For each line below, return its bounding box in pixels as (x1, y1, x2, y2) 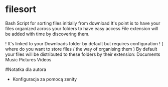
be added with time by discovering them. (5, 31, 90, 37)
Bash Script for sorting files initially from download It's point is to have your (5, 20, 160, 26)
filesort (5, 4, 37, 15)
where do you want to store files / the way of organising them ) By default (5, 46, 157, 52)
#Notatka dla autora (5, 66, 47, 72)
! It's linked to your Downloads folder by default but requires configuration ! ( (5, 40, 163, 46)
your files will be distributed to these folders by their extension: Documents (5, 51, 160, 57)
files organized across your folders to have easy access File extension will (5, 25, 158, 31)
